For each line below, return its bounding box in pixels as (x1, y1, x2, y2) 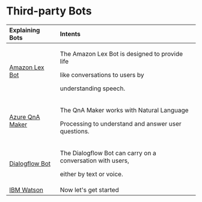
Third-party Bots (6, 4, 92, 18)
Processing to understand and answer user (60, 119, 182, 127)
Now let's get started (60, 185, 119, 194)
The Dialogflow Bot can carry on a (60, 148, 156, 157)
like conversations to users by (60, 70, 144, 79)
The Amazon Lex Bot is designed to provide (60, 49, 183, 58)
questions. (60, 127, 90, 135)
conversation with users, (60, 156, 129, 165)
